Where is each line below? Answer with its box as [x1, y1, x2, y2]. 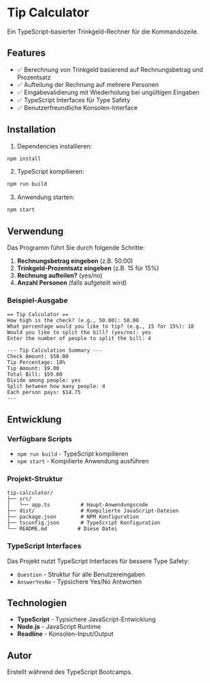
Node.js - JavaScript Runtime [16, 623, 101, 631]
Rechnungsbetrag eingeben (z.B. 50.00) [16, 257, 133, 265]
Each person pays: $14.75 [7, 389, 81, 396]
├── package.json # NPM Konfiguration [7, 513, 139, 521]
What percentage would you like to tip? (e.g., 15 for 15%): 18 [7, 323, 194, 330]
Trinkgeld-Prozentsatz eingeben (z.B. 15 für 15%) [16, 264, 159, 272]
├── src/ [7, 495, 32, 502]
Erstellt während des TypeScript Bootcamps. [7, 668, 133, 676]
